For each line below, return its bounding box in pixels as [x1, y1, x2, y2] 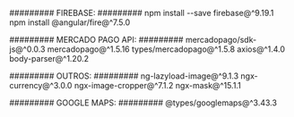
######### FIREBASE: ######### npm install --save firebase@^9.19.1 [9, 8, 274, 18]
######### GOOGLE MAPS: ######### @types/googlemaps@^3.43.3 [9, 97, 278, 108]
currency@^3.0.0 [9, 80, 73, 90]
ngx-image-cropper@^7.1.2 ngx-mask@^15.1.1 [73, 80, 242, 90]
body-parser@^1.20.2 [9, 54, 90, 63]
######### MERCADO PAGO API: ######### [9, 35, 184, 45]
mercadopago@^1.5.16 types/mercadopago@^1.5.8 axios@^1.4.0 [47, 44, 285, 54]
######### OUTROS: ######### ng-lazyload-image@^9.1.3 [9, 71, 239, 81]
